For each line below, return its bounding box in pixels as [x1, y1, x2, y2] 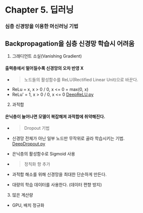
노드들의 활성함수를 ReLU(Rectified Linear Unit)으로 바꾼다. [24, 77, 139, 83]
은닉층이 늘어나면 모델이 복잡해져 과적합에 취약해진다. [5, 113, 106, 119]
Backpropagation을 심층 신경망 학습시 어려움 [5, 39, 135, 47]
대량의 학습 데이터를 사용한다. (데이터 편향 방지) [12, 182, 102, 188]
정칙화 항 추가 [24, 161, 50, 167]
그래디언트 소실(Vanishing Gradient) [12, 53, 82, 59]
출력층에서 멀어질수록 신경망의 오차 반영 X [5, 65, 84, 71]
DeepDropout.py [12, 141, 46, 147]
